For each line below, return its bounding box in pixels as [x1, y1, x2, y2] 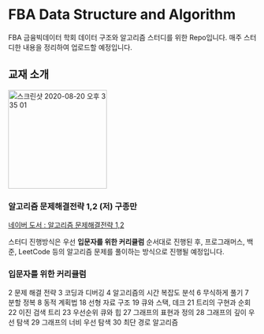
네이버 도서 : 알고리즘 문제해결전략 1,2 [8, 220, 125, 230]
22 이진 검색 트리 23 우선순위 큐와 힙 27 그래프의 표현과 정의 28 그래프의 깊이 [8, 308, 247, 317]
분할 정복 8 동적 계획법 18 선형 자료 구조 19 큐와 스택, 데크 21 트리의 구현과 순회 [8, 298, 251, 307]
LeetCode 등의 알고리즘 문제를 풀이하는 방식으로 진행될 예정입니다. [18, 247, 225, 257]
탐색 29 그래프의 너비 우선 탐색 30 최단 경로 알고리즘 [16, 317, 179, 327]
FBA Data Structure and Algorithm [8, 6, 236, 24]
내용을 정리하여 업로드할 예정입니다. [22, 42, 132, 52]
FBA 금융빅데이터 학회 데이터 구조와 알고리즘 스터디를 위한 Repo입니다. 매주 [8, 32, 243, 42]
